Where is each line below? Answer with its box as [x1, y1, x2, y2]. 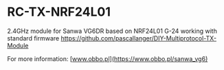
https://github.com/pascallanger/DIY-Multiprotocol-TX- [60, 34, 217, 42]
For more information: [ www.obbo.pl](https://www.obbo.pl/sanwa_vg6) [7, 54, 208, 62]
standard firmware [7, 34, 60, 42]
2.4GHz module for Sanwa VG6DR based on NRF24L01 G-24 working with [7, 27, 218, 35]
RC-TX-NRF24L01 [7, 4, 111, 20]
